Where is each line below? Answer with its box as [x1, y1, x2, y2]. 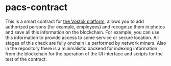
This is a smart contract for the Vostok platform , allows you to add [5, 18, 144, 24]
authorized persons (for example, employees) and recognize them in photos [5, 23, 165, 29]
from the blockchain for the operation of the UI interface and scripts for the [5, 50, 163, 57]
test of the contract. [5, 56, 47, 62]
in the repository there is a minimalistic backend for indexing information [5, 45, 158, 51]
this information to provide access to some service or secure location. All [5, 35, 159, 41]
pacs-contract [5, 2, 68, 13]
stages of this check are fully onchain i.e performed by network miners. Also [5, 40, 166, 46]
